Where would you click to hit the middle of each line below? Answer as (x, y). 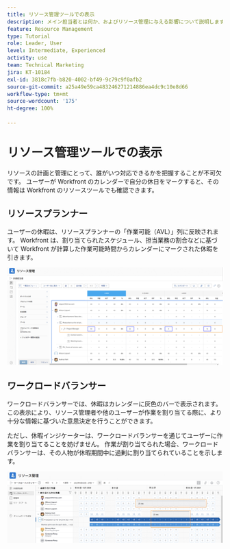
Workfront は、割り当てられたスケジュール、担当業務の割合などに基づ (119, 240)
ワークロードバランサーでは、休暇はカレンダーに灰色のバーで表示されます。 (114, 404)
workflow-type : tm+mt (38, 94)
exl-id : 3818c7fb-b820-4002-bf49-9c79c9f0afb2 (75, 80)
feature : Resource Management (50, 29)
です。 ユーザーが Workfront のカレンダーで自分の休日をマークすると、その (113, 181)
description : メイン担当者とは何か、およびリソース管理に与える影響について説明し (111, 22)
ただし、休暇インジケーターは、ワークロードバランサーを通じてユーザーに (112, 435)
